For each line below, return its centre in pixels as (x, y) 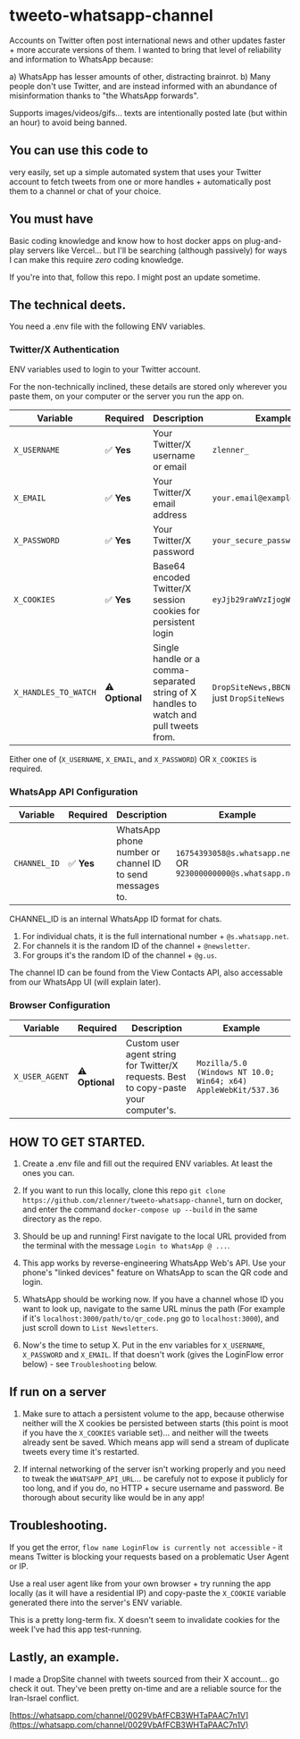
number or (138, 852)
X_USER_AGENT (42, 1077)
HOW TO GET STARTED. (77, 1142)
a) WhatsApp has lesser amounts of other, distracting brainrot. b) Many (140, 76)
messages (137, 886)
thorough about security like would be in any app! (113, 1497)
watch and (175, 714)
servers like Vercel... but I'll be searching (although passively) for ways (157, 250)
